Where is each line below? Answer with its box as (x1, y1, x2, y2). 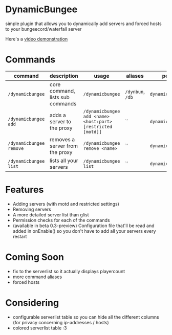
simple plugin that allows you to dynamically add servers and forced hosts (5, 20, 162, 27)
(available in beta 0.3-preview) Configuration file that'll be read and (12, 222, 155, 229)
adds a (49, 111, 66, 119)
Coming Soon (5, 252, 64, 263)
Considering (5, 297, 59, 308)
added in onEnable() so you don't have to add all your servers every (12, 228, 156, 234)
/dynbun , (125, 88, 145, 95)
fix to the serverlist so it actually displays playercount (12, 268, 125, 274)
